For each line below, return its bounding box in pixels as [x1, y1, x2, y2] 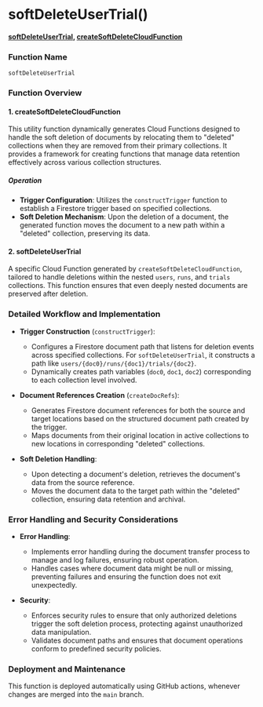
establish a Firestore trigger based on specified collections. [19, 204, 212, 213]
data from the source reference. [31, 477, 135, 487]
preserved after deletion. [8, 289, 89, 299]
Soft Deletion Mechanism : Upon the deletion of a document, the [19, 212, 229, 221]
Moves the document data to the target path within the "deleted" [31, 486, 241, 495]
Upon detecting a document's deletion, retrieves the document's [31, 469, 241, 479]
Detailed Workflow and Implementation [8, 308, 161, 319]
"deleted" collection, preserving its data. [19, 229, 151, 239]
